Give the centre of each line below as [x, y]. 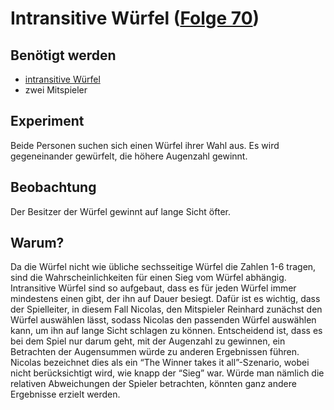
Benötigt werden [63, 55]
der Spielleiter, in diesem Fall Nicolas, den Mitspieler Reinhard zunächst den [166, 309]
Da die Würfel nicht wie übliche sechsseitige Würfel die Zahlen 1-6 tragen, [163, 267]
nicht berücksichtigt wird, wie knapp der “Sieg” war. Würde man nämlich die [167, 373]
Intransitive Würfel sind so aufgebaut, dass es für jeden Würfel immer [153, 288]
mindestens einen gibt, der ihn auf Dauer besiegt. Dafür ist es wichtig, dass [165, 299]
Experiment [47, 121]
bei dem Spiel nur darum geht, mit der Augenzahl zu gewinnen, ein [148, 341]
